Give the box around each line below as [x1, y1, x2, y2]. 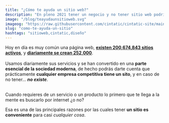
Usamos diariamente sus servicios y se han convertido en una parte [5, 61, 147, 66]
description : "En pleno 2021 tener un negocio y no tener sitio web [5, 12, 152, 17]
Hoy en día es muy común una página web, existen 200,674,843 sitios [5, 45, 153, 50]
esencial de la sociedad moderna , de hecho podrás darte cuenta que [5, 66, 150, 72]
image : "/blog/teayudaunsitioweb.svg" [5, 17, 87, 22]
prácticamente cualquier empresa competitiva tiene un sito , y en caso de [5, 71, 159, 77]
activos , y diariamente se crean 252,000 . [5, 50, 94, 56]
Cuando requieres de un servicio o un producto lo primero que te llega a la [5, 91, 160, 97]
